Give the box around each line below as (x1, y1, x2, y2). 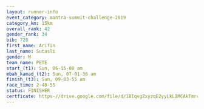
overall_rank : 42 (6, 25, 50, 32)
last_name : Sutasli (6, 48, 56, 54)
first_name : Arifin (6, 43, 56, 49)
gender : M (6, 54, 32, 60)
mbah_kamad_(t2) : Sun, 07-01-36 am (6, 71, 97, 77)
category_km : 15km (6, 20, 53, 26)
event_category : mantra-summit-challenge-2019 (6, 15, 126, 21)
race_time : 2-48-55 (6, 82, 56, 88)
